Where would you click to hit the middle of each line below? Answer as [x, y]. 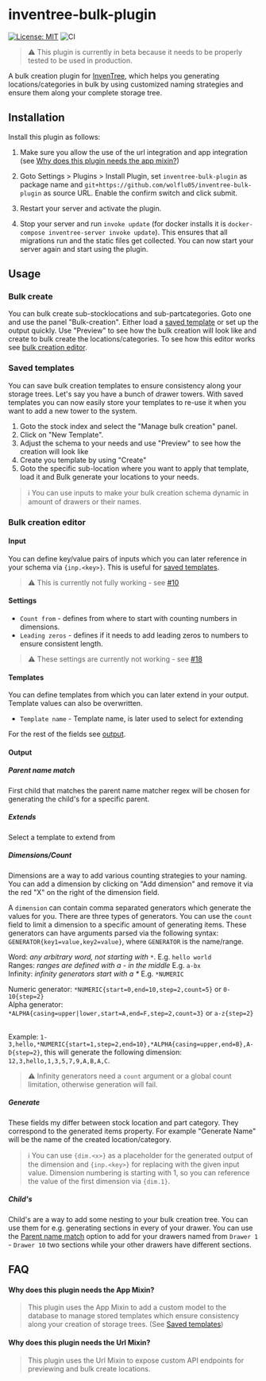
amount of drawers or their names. [84, 501]
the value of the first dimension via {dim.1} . [99, 1181]
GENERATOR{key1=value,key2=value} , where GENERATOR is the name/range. [126, 941]
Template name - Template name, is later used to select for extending [131, 719]
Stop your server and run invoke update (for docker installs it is [123, 223]
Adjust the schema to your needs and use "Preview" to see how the [130, 443]
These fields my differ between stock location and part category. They [123, 1122]
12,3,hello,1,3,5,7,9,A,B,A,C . [59, 1060]
